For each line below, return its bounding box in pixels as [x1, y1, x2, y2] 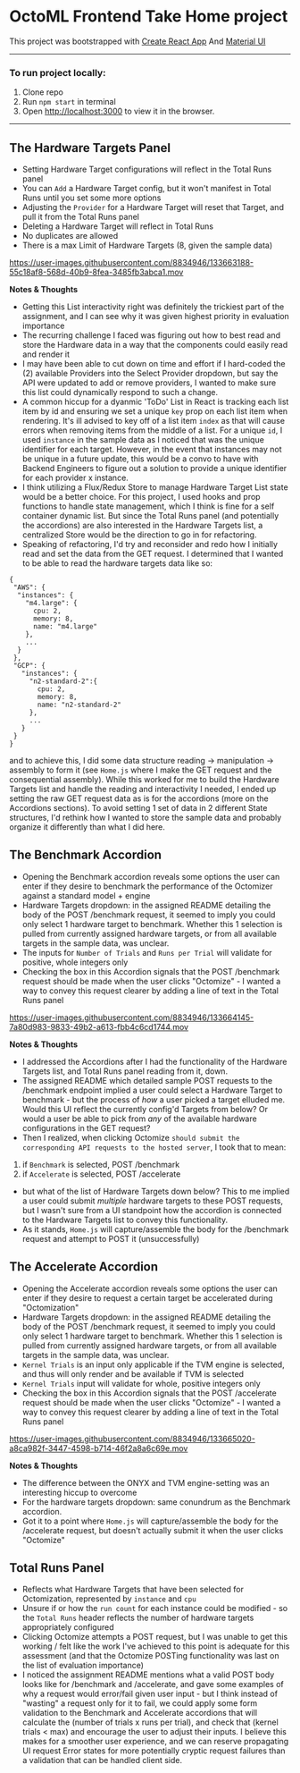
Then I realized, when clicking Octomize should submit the [21, 1132, 240, 1143]
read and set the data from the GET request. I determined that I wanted [21, 548, 284, 560]
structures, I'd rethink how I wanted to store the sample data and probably [9, 812, 282, 823]
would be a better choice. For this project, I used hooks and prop [21, 492, 261, 502]
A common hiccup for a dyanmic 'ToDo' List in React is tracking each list [21, 396, 289, 408]
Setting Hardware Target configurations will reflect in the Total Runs [21, 164, 272, 175]
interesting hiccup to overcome [21, 1487, 137, 1498]
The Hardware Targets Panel [9, 140, 171, 156]
